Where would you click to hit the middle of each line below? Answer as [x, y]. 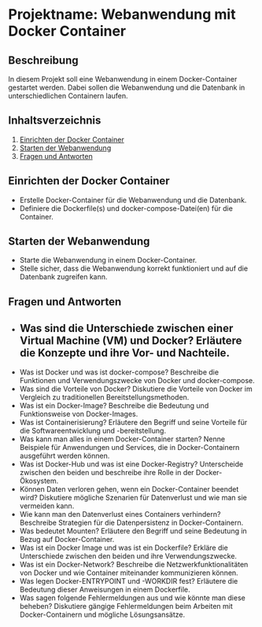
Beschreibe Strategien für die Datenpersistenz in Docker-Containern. [131, 522]
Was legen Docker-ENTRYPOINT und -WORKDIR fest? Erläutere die [129, 581]
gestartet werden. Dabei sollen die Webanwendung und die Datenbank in [127, 87]
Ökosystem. [39, 481]
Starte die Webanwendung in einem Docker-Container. [108, 260]
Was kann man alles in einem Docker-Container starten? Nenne [122, 439]
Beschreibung [43, 60]
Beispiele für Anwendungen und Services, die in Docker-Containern [129, 447]
